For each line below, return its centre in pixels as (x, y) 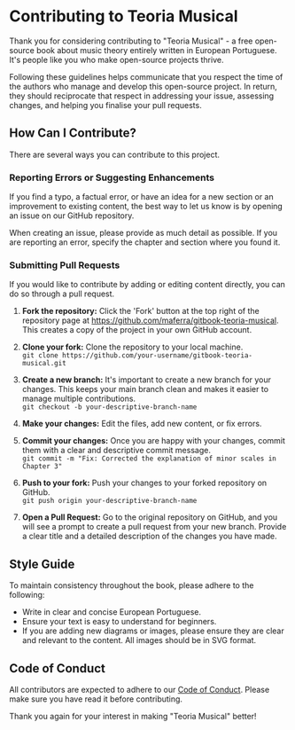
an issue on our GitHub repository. (72, 216)
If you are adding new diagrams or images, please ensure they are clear (153, 631)
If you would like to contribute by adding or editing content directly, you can (147, 285)
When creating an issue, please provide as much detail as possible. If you (143, 233)
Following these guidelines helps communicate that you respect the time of (146, 76)
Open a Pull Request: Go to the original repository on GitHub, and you (150, 517)
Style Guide (42, 564)
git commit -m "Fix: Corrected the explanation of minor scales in (149, 459)
